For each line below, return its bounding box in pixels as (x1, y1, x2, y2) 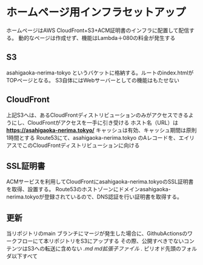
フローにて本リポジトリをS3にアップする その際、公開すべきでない (16, 237, 184, 245)
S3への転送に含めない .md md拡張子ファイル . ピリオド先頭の (27, 245, 182, 252)
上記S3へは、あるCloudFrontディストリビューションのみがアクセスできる (6, 111, 189, 119)
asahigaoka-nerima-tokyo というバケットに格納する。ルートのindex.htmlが (6, 69, 194, 76)
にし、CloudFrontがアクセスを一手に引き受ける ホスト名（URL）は (11, 119, 179, 126)
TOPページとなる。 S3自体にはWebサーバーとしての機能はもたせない (6, 76, 180, 83)
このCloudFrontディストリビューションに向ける (22, 142, 140, 149)
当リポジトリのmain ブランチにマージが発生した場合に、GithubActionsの (6, 230, 188, 237)
